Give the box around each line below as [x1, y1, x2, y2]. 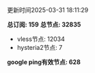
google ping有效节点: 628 [7, 58, 81, 66]
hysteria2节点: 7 [16, 44, 63, 51]
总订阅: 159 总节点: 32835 [7, 20, 81, 29]
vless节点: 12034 [16, 35, 65, 43]
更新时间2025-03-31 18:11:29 [7, 6, 89, 14]
